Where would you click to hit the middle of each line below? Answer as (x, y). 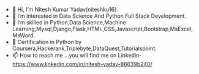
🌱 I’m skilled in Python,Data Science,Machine (69, 22)
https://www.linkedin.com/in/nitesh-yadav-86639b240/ (82, 64)
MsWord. (24, 35)
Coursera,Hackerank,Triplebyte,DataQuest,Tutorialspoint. (84, 48)
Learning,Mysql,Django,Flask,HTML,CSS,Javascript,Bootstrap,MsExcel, (102, 29)
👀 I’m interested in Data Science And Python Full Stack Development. (99, 16)
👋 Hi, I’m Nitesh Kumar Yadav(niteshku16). (65, 9)
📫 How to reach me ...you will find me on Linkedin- (77, 55)
